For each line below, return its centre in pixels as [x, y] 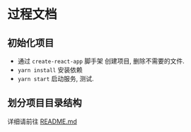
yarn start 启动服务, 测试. [56, 79]
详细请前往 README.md [42, 121]
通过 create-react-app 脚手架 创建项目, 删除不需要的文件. [101, 61]
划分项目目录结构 [45, 103]
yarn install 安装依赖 [50, 70]
